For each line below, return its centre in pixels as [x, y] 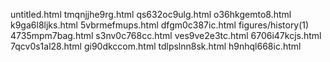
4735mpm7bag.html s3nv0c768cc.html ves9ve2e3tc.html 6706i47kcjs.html [166, 35]
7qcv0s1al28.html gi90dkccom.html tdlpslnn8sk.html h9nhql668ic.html [156, 46]
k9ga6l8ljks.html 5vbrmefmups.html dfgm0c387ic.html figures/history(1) [160, 25]
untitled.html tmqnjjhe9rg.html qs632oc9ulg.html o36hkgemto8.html [151, 14]
